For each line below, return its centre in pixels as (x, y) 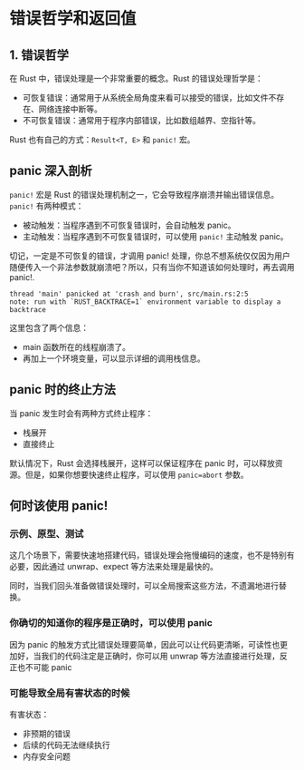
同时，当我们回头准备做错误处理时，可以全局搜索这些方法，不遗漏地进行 (144, 586)
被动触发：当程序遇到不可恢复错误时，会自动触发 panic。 (129, 225)
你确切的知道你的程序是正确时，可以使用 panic (111, 623)
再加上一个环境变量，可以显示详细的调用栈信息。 (114, 358)
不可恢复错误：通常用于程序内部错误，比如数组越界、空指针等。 (141, 120)
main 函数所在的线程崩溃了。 (76, 346)
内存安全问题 (46, 756)
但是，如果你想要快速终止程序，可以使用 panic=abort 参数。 (137, 474)
